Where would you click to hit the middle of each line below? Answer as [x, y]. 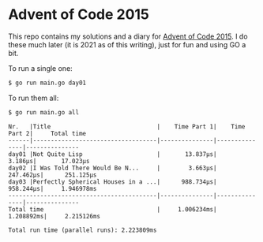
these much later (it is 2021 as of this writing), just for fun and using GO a [127, 44]
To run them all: [34, 98]
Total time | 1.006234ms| [113, 209]
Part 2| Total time [47, 133]
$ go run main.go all [44, 112]
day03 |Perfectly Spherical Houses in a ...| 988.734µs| [113, 182]
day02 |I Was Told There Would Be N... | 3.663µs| [113, 168]
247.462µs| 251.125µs [53, 175]
